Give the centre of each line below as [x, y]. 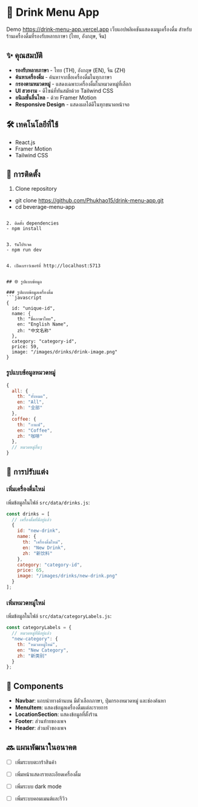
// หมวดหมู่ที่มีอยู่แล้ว [31, 633]
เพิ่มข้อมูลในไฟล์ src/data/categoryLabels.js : [59, 616]
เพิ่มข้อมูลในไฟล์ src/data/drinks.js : [48, 502]
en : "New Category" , [43, 650]
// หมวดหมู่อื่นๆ [27, 448]
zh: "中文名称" [35, 331]
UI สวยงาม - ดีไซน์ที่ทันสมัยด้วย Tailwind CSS [64, 90]
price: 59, [25, 347]
